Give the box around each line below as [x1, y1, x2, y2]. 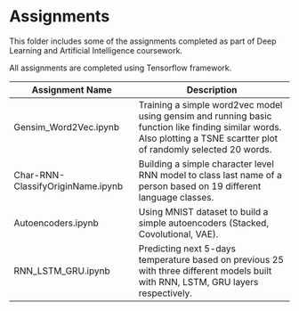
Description [186, 83, 238, 95]
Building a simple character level [138, 158, 274, 170]
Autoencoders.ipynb [13, 217, 100, 229]
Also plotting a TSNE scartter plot [138, 132, 279, 144]
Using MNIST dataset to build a [138, 205, 269, 217]
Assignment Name [31, 83, 113, 95]
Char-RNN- [13, 168, 65, 181]
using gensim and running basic [138, 110, 272, 122]
